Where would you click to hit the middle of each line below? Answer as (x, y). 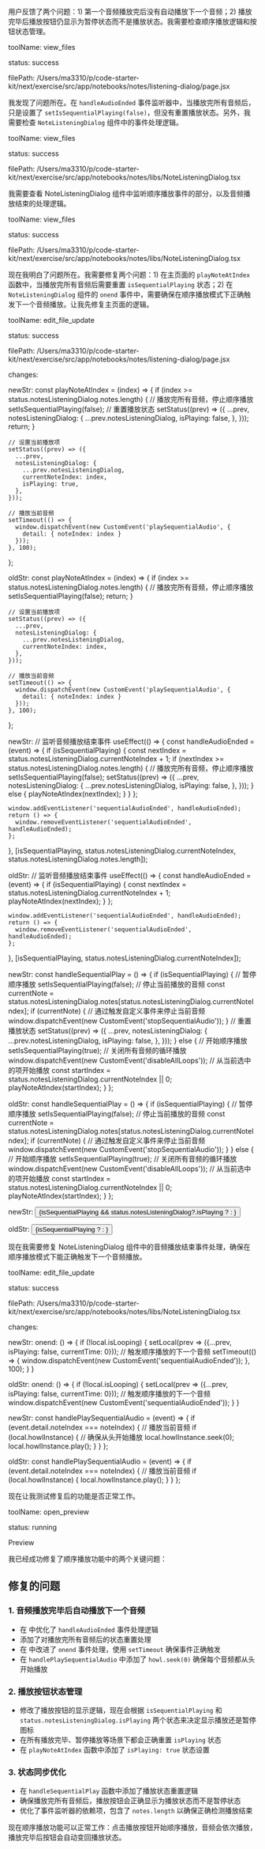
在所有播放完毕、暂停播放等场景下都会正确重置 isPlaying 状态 (121, 1740)
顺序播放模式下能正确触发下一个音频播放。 (77, 1257)
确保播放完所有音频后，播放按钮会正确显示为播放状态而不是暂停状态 (130, 1801)
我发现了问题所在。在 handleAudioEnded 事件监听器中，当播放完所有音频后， (132, 102)
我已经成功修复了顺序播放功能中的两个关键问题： (88, 1559)
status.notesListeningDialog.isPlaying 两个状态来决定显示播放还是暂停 (138, 1720)
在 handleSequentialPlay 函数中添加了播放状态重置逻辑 (109, 1791)
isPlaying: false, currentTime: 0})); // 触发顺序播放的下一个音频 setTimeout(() (132, 1352)
